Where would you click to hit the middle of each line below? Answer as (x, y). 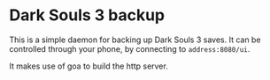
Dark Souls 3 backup (87, 15)
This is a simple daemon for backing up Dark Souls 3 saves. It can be (135, 40)
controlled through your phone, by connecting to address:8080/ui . (130, 48)
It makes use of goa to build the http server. (89, 66)
